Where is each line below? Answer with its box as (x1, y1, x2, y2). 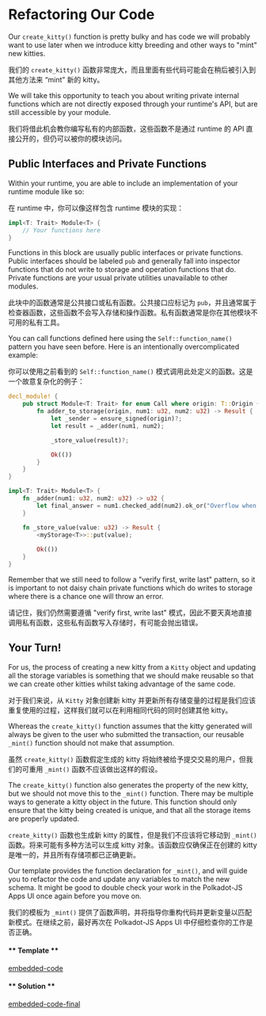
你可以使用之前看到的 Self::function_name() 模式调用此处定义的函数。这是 (8, 367, 253, 376)
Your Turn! (8, 641, 62, 655)
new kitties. (8, 48, 46, 58)
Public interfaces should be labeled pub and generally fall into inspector (8, 256, 241, 266)
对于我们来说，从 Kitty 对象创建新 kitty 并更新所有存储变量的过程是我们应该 (8, 695, 256, 705)
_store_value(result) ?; (50, 436, 129, 445)
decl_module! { (8, 392, 59, 401)
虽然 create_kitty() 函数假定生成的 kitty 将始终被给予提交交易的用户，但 (8, 754, 247, 764)
